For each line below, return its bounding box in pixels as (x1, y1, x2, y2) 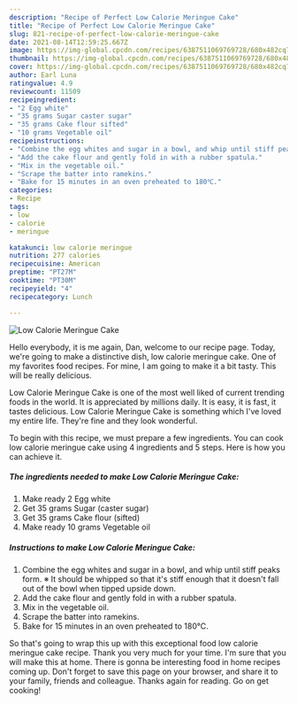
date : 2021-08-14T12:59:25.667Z (9, 37, 128, 47)
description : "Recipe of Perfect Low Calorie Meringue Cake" (9, 12, 240, 22)
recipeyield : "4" (9, 284, 73, 293)
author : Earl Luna (9, 71, 77, 80)
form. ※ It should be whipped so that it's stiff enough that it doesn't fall (21, 574, 279, 584)
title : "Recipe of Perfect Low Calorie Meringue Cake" (9, 21, 216, 30)
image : (9, 46, 34, 55)
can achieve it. (9, 451, 63, 461)
